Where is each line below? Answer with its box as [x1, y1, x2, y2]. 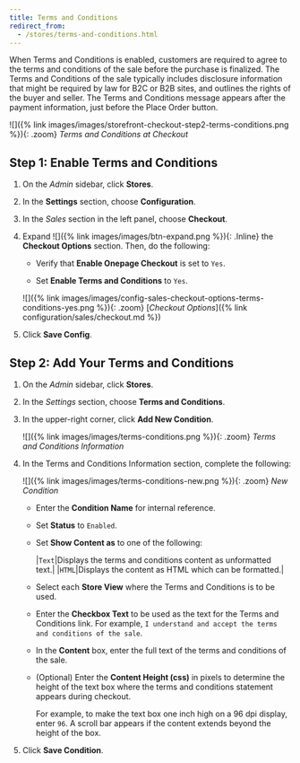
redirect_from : [9, 22, 66, 31]
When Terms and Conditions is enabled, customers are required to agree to [9, 55, 287, 66]
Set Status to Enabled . [35, 520, 118, 531]
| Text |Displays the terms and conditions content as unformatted [35, 555, 271, 566]
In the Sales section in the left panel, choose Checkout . [21, 214, 228, 224]
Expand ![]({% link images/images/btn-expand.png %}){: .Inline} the [21, 231, 274, 242]
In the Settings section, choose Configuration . [21, 197, 196, 207]
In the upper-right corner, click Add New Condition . [21, 414, 214, 425]
